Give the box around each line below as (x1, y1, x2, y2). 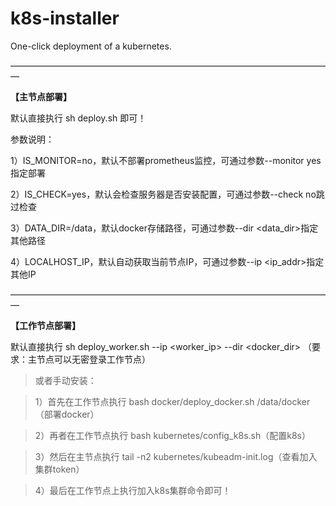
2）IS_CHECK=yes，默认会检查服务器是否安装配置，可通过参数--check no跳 (10, 188, 325, 200)
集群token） (34, 463, 85, 475)
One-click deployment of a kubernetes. (10, 40, 172, 52)
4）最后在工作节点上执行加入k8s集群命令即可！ (34, 484, 232, 496)
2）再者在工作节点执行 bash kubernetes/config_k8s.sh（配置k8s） (34, 429, 311, 441)
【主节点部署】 (10, 90, 72, 102)
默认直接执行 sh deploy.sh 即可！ (10, 112, 147, 124)
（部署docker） (34, 408, 100, 420)
